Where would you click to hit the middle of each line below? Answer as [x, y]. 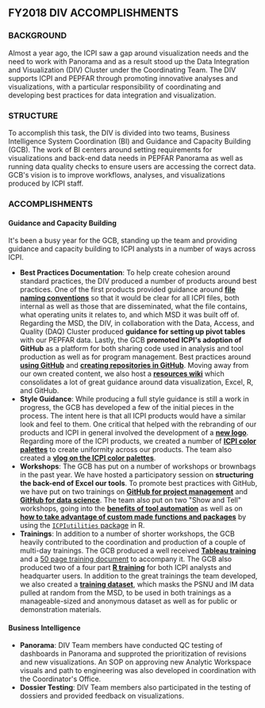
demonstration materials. [60, 610]
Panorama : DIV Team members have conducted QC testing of [121, 645]
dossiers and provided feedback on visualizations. [102, 696]
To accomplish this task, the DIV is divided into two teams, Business [119, 132]
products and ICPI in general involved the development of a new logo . [134, 433]
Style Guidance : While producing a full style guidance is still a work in [134, 399]
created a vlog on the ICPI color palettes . [88, 458]
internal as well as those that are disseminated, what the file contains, [133, 306]
